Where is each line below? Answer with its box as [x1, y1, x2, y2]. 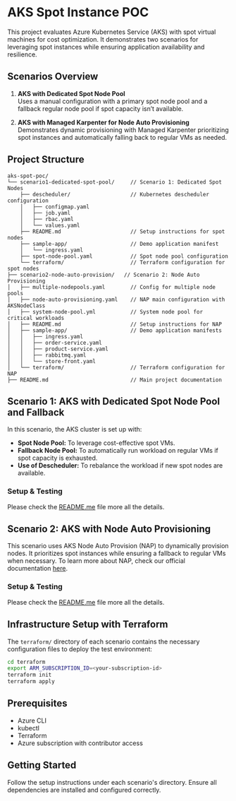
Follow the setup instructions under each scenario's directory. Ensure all [7, 778, 217, 786]
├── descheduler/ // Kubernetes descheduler [20, 191, 210, 198]
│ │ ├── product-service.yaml [7, 345, 109, 352]
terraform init [7, 672, 52, 679]
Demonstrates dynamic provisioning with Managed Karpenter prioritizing [17, 125, 229, 134]
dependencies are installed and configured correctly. [7, 785, 161, 794]
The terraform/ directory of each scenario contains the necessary [7, 637, 200, 646]
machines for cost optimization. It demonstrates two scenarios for [7, 35, 199, 43]
